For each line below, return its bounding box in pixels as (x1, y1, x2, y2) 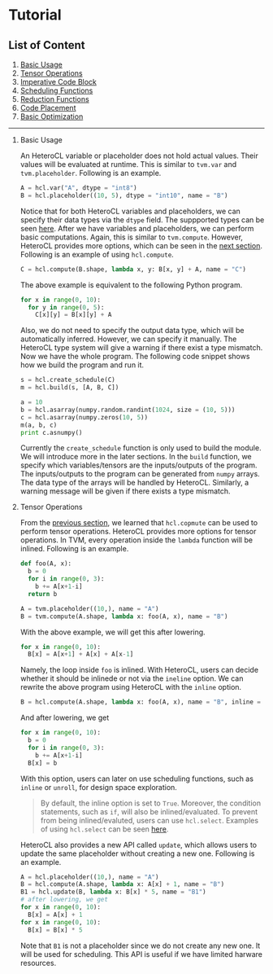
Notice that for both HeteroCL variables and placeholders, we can (19, 206, 241, 216)
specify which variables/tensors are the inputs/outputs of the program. (19, 460, 258, 470)
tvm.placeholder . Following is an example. (19, 169, 162, 178)
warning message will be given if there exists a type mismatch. (19, 486, 231, 496)
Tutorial (8, 6, 63, 24)
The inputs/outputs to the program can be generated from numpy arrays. (19, 469, 260, 479)
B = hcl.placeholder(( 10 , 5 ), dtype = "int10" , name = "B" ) (19, 191, 229, 200)
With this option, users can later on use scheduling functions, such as (19, 774, 254, 783)
